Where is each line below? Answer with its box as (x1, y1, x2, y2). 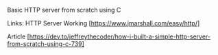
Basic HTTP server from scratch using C (7, 6, 121, 14)
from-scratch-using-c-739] (7, 40, 84, 47)
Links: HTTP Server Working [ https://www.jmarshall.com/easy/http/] (7, 19, 200, 27)
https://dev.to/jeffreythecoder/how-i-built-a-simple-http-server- (29, 32, 211, 41)
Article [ (7, 32, 29, 41)
